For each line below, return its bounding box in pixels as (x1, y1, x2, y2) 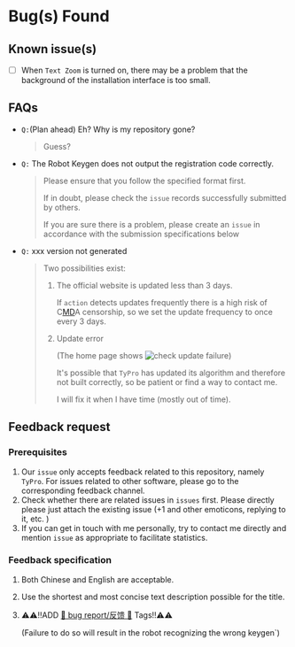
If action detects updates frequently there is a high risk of (56, 297, 268, 307)
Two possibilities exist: (43, 263, 126, 273)
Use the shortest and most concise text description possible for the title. (20, 591, 285, 602)
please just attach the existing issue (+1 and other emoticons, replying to (20, 504, 286, 514)
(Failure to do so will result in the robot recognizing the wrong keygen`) (20, 627, 281, 638)
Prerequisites (8, 446, 67, 458)
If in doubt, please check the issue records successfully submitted (43, 192, 287, 203)
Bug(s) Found (8, 6, 110, 27)
